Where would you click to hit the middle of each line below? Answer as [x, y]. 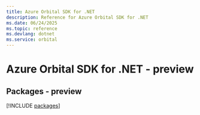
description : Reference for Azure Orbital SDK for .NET [77, 17]
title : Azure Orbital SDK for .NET [51, 12]
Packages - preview [44, 91]
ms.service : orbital [32, 40]
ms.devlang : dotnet [31, 34]
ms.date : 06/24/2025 [32, 23]
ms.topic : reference [32, 28]
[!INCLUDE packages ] [33, 106]
